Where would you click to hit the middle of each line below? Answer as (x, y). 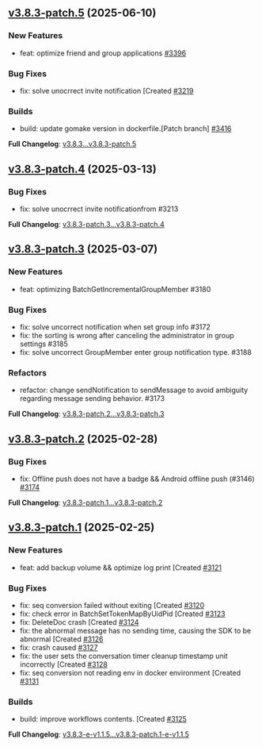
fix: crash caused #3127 (59, 647)
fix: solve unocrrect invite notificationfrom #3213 (99, 209)
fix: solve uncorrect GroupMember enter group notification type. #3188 (135, 352)
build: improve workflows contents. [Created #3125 (103, 719)
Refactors (28, 372)
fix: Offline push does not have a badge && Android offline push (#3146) (137, 479)
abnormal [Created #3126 (61, 639)
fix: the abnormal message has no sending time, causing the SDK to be (135, 630)
